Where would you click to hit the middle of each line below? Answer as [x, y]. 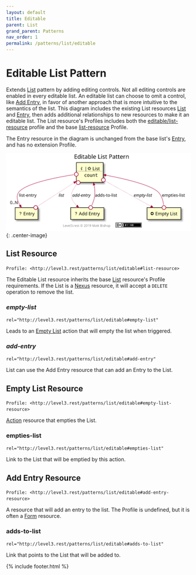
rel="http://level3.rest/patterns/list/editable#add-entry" [81, 359]
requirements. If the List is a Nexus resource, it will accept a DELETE [87, 285]
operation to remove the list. [40, 292]
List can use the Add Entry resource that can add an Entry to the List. [89, 370]
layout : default [26, 12]
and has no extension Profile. [41, 145]
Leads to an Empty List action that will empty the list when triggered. [89, 331]
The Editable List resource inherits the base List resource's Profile [86, 279]
